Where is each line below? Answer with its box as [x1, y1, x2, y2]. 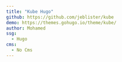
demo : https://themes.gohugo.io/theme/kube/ [6, 19, 117, 25]
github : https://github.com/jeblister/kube [6, 14, 114, 20]
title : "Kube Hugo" [6, 8, 54, 15]
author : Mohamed [6, 25, 46, 31]
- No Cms [11, 47, 33, 53]
